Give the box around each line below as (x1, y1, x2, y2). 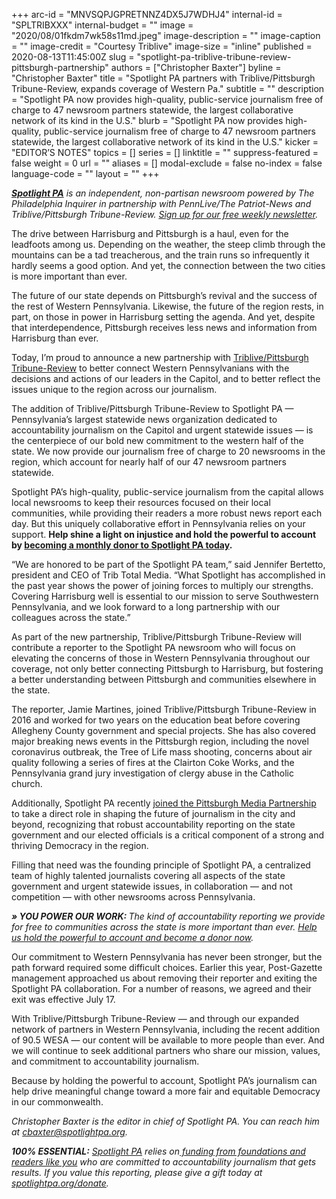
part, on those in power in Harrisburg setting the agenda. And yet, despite (11, 311, 316, 323)
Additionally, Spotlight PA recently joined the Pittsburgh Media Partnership (11, 797, 317, 809)
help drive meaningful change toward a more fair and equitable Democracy (11, 1085, 321, 1097)
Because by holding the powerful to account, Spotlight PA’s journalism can (11, 1075, 318, 1086)
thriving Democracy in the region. (11, 840, 149, 851)
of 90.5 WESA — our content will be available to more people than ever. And (11, 1034, 325, 1046)
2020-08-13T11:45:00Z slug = (11, 51, 135, 63)
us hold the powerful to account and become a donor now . (11, 932, 254, 943)
